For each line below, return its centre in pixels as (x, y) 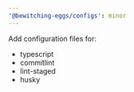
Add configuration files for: (53, 38)
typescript (37, 54)
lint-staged (37, 71)
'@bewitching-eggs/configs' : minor (67, 16)
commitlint (37, 62)
